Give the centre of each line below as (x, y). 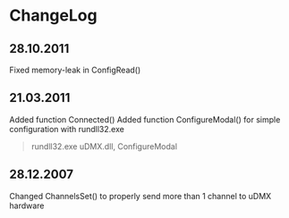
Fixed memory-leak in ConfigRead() (75, 70)
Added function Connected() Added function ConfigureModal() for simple (145, 119)
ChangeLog (53, 16)
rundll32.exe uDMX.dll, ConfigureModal (104, 146)
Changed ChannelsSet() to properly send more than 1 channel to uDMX (140, 196)
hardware (27, 205)
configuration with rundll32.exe (67, 129)
